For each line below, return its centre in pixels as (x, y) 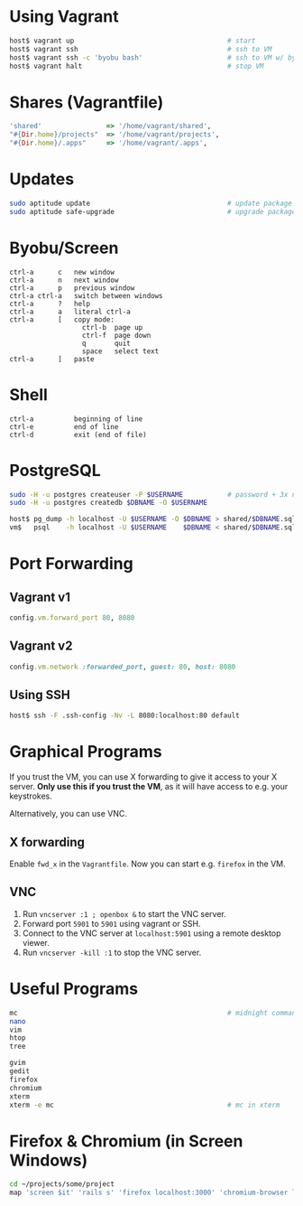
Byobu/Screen (64, 248)
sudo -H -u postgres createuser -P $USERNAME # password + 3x (149, 494)
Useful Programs (73, 989)
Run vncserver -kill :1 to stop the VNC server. (112, 952)
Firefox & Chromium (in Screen (126, 1141)
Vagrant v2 (41, 646)
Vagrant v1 (40, 597)
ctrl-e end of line (64, 426)
